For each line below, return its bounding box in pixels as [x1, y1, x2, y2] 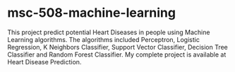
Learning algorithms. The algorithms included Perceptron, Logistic [7, 35, 200, 43]
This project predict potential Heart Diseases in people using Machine [7, 28, 210, 36]
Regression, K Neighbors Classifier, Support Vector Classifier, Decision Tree [7, 43, 228, 51]
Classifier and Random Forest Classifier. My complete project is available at [7, 50, 227, 59]
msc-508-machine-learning [7, 5, 176, 21]
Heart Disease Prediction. [7, 57, 82, 66]
